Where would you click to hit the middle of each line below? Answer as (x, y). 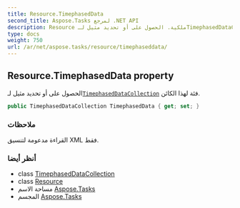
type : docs (24, 34)
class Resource (40, 182)
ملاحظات (21, 124)
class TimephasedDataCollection (66, 174)
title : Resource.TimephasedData (55, 14)
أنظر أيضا (22, 158)
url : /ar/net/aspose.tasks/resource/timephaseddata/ (87, 47)
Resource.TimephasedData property (91, 76)
